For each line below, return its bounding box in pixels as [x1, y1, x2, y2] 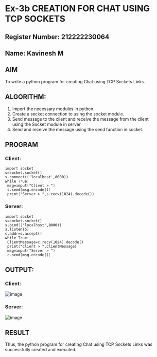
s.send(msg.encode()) [7, 188, 51, 192]
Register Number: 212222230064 [5, 33, 109, 41]
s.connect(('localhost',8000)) [5, 175, 69, 180]
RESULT [5, 328, 30, 337]
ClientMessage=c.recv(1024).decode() [7, 240, 84, 244]
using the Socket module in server [12, 121, 81, 127]
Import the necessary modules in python [12, 106, 94, 112]
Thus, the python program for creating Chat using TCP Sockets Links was [5, 341, 153, 347]
